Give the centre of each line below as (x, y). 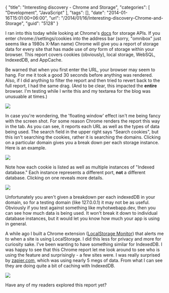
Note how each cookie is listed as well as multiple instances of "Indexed (80, 167)
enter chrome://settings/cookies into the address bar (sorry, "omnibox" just (83, 38)
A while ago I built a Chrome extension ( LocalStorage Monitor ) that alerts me (84, 233)
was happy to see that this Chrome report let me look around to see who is (82, 250)
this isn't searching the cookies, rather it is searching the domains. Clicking (83, 137)
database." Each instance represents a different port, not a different (75, 172)
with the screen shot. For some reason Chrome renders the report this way (82, 121)
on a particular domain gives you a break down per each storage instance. (82, 142)
